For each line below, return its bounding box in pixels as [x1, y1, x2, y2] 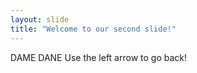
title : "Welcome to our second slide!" [10, 24, 177, 34]
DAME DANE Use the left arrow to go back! [10, 51, 188, 63]
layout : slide [10, 14, 70, 25]
